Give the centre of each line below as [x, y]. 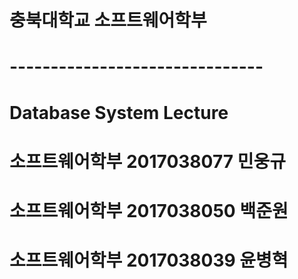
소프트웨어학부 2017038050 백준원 [149, 210]
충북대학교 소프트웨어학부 [108, 20]
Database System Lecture [119, 112]
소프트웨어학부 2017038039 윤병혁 [149, 260]
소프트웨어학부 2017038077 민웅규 [147, 161]
